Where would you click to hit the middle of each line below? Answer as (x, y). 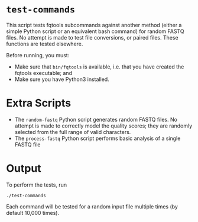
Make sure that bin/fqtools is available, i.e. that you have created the (99, 67)
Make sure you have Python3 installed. (62, 79)
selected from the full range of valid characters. (73, 132)
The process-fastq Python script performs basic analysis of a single (98, 138)
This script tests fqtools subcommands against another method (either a (94, 25)
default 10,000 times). (33, 213)
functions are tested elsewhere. (45, 44)
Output (24, 169)
